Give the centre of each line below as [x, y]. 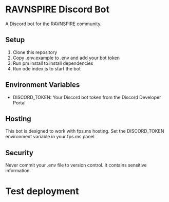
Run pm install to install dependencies [53, 63]
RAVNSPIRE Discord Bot [57, 10]
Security [19, 153]
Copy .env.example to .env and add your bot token [66, 58]
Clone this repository [35, 52]
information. [18, 171]
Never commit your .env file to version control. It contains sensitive [76, 165]
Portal [19, 103]
